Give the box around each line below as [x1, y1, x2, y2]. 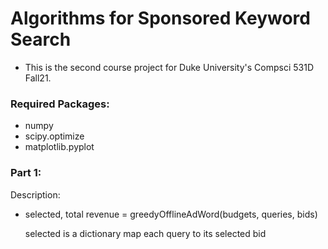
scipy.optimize [24, 130, 85, 142]
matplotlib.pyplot [24, 141, 95, 153]
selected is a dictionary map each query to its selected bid [24, 227, 267, 239]
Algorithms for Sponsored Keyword [10, 7, 311, 30]
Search [10, 28, 72, 51]
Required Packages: [10, 97, 110, 111]
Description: [10, 188, 61, 201]
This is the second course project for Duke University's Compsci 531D [24, 61, 315, 73]
